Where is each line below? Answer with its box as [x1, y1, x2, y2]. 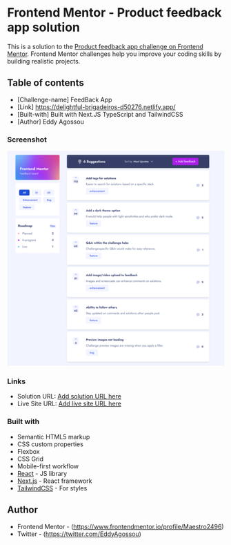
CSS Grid [17, 455, 43, 463]
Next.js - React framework [17, 477, 92, 485]
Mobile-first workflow [17, 461, 79, 470]
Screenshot [7, 135, 47, 144]
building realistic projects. [7, 57, 81, 65]
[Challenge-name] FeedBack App [17, 95, 112, 104]
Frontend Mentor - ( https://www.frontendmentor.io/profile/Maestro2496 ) [17, 522, 224, 530]
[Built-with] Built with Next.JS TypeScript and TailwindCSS [17, 110, 184, 118]
